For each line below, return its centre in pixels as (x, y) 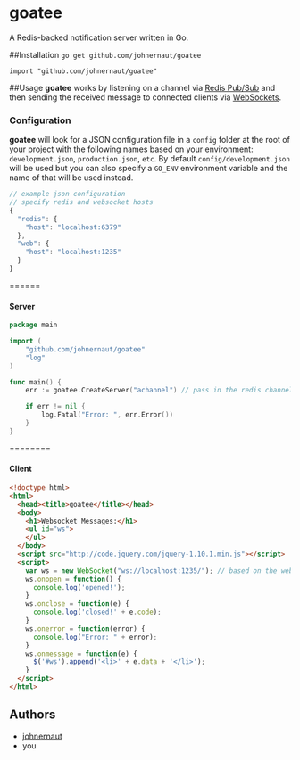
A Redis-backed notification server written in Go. (99, 37)
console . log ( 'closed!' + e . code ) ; (97, 612)
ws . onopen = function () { (74, 579)
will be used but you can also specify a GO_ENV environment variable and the (149, 169)
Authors (33, 715)
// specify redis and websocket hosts (81, 202)
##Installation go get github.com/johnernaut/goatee (105, 54)
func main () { (36, 382)
